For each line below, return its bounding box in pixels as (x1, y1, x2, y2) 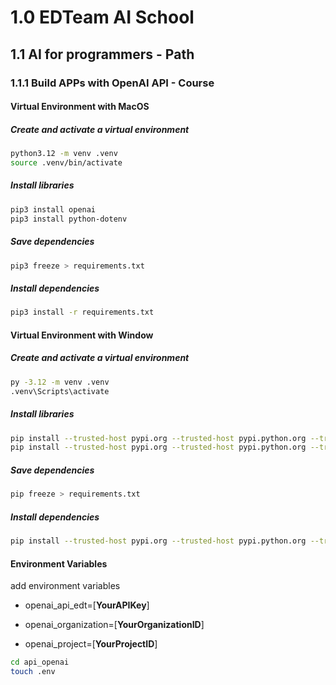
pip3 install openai (10, 204, 97, 215)
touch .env (10, 667, 56, 677)
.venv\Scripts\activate (10, 386, 110, 396)
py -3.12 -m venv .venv (10, 377, 110, 387)
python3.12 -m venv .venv (10, 149, 118, 159)
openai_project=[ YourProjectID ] (24, 638, 158, 650)
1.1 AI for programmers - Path (10, 46, 195, 63)
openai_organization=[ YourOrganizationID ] (24, 619, 205, 631)
